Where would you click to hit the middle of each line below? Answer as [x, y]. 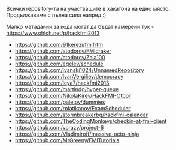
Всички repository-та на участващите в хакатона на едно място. [88, 9]
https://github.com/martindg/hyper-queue [67, 89]
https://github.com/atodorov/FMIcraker [63, 51]
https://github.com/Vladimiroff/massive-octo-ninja [77, 134]
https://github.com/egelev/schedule [59, 64]
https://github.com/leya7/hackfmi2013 [62, 83]
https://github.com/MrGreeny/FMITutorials [67, 140]
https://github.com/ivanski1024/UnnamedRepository [80, 70]
